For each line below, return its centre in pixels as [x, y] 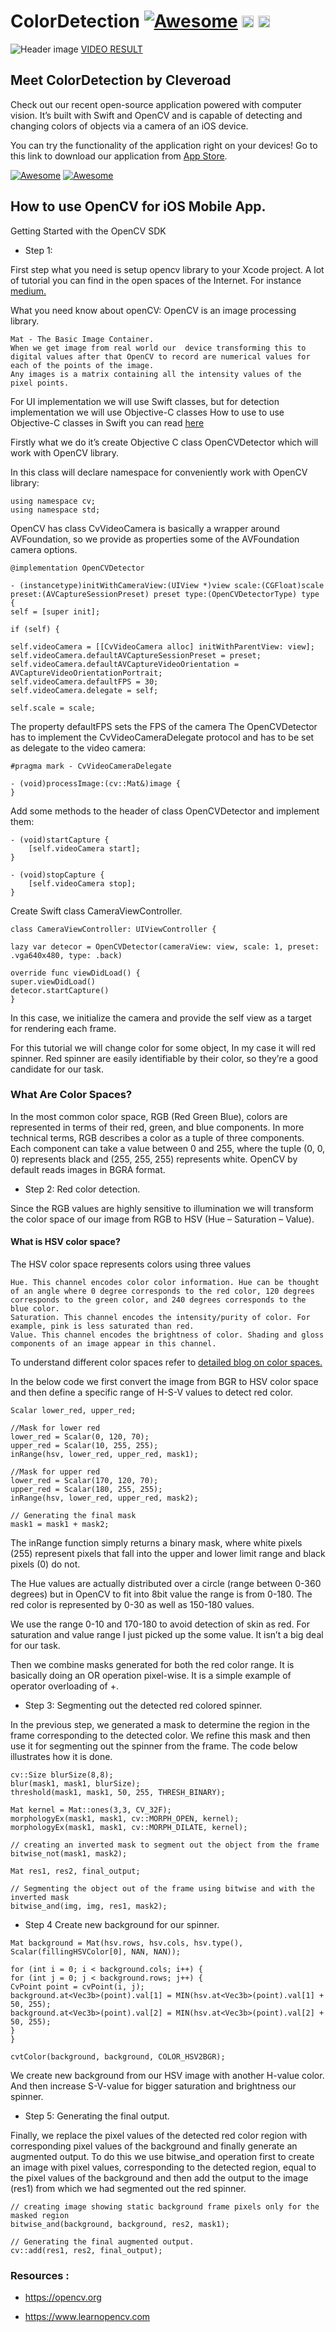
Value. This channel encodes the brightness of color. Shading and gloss [167, 1335]
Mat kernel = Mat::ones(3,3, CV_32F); [91, 1810]
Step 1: [38, 250]
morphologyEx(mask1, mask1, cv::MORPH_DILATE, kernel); [129, 1828]
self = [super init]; [55, 611]
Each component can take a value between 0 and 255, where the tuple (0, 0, [168, 1148]
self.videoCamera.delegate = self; [84, 690]
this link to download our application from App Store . [119, 156]
